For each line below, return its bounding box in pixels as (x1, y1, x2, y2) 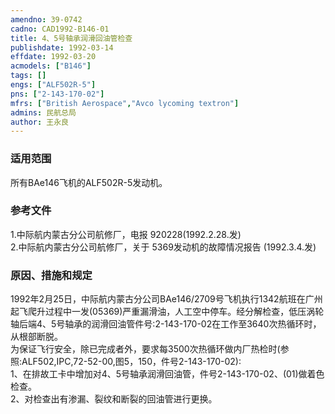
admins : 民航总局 (10, 107, 77, 118)
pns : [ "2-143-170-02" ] (10, 89, 105, 99)
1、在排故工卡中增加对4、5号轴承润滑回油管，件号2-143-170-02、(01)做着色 (10, 368, 325, 380)
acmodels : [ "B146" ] (10, 61, 92, 71)
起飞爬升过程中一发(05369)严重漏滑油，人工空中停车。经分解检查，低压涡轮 (10, 306, 325, 318)
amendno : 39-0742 (10, 14, 83, 25)
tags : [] (10, 71, 47, 81)
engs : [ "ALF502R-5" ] (10, 80, 97, 90)
